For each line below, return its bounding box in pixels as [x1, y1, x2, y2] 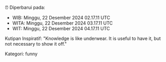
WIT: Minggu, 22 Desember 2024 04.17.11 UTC [12, 26, 110, 31]
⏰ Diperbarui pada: [5, 5, 46, 10]
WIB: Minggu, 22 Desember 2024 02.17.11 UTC [12, 15, 110, 20]
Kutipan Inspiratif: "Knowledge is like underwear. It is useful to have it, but [5, 35, 161, 42]
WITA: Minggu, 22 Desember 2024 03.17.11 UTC [12, 20, 113, 26]
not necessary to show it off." [5, 41, 67, 47]
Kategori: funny [5, 51, 38, 57]
